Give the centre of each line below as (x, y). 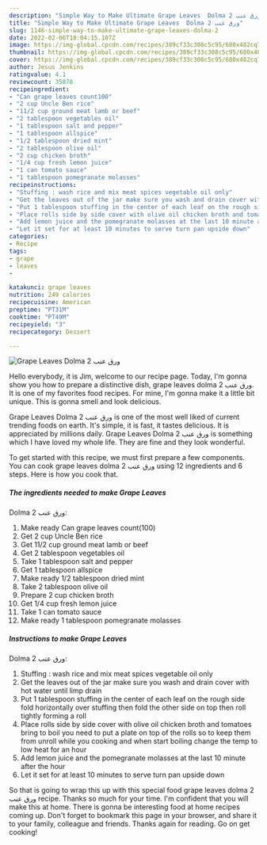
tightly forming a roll (53, 716)
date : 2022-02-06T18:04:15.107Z (62, 38)
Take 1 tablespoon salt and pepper (76, 561)
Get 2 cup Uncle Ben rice (61, 536)
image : (20, 45)
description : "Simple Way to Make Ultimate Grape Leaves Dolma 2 (121, 15)
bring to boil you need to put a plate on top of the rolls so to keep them (135, 733)
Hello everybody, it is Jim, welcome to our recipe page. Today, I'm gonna (128, 376)
